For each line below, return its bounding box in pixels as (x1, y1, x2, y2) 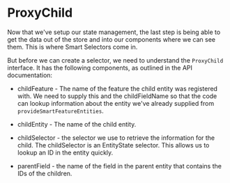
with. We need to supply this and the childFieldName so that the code (17, 92, 217, 100)
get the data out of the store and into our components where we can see (7, 35, 216, 43)
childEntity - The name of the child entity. (17, 120, 137, 128)
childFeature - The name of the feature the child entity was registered (17, 84, 218, 93)
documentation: (7, 71, 53, 79)
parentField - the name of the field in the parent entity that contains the (17, 161, 222, 170)
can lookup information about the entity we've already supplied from (17, 99, 215, 107)
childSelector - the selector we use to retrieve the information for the (17, 134, 215, 142)
